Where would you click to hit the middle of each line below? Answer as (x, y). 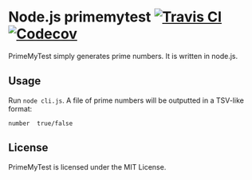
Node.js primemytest (80, 17)
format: (20, 108)
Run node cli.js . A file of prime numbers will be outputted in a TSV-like (126, 100)
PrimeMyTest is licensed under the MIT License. (87, 166)
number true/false (41, 123)
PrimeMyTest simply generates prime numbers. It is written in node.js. (123, 56)
